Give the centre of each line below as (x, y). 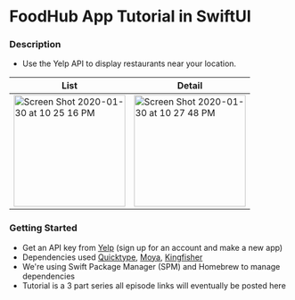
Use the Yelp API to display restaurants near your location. (129, 63)
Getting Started (43, 228)
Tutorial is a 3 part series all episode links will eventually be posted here (154, 285)
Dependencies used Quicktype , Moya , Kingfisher (112, 257)
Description (35, 45)
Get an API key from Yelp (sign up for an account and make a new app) (152, 247)
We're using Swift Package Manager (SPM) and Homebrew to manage (151, 266)
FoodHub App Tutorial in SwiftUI (130, 17)
